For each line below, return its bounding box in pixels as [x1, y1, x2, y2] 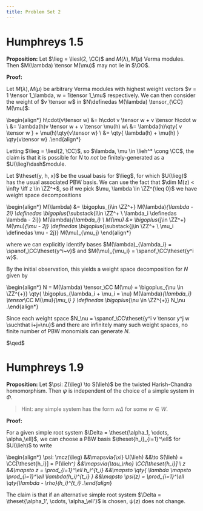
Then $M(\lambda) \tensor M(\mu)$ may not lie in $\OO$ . [6, 61, 150, 69]
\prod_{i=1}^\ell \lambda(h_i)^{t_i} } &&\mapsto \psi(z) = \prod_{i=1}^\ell [6, 473, 185, 480]
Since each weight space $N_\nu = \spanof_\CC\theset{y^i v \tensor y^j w [6, 314, 190, 322]
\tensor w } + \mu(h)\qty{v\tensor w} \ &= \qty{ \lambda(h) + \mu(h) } [6, 129, 180, 137]
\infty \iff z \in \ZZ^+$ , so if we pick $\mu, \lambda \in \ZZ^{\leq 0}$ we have [6, 184, 198, 192]
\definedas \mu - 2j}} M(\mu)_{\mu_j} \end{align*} [6, 229, 131, 236]
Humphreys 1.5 [6, 35, 84, 49]
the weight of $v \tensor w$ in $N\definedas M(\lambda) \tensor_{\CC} [6, 98, 184, 105]
